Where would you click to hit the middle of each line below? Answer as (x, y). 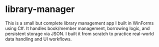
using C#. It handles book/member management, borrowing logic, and (77, 28)
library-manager (40, 9)
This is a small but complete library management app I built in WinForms (79, 23)
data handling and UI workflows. (38, 39)
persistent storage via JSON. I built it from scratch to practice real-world (79, 33)
